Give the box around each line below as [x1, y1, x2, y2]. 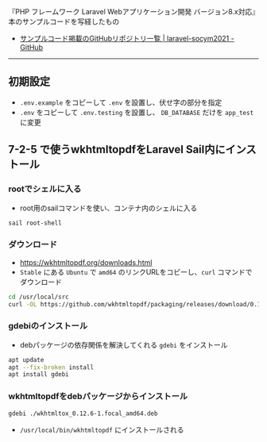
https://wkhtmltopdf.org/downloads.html [19, 257, 153, 267]
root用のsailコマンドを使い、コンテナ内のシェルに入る [19, 203, 198, 213]
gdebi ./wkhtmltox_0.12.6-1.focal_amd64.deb [8, 409, 158, 417]
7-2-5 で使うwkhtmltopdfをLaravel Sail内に [8, 143, 226, 156]
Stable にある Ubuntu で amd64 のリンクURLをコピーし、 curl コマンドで [19, 267, 253, 276]
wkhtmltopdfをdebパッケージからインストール [8, 391, 188, 402]
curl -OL [8, 300, 37, 308]
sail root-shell [8, 219, 62, 227]
